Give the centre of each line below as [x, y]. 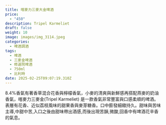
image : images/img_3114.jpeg [35, 37]
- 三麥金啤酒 [21, 60]
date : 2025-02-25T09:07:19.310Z [38, 78]
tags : [11, 51]
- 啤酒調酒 [19, 46]
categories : [17, 42]
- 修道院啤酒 [21, 64]
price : [12, 14]
